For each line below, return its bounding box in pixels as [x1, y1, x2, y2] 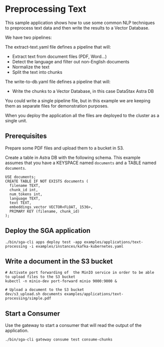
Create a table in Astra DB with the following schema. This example [5, 154, 141, 160]
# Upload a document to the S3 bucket [5, 288, 84, 292]
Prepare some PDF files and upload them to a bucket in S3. [5, 145, 124, 151]
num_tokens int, [9, 192, 43, 197]
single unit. [5, 117, 27, 123]
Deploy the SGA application [5, 227, 91, 235]
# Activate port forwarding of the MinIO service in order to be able [5, 270, 154, 275]
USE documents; [5, 174, 36, 179]
